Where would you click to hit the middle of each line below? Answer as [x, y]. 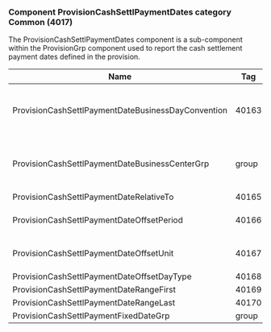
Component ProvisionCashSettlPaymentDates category [120, 12]
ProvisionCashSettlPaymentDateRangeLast [94, 303]
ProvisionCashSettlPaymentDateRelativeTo [93, 197]
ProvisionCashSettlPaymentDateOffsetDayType [102, 276]
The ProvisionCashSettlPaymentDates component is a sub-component [126, 39]
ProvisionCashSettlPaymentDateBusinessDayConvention [120, 110]
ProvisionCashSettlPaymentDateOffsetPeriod [98, 220]
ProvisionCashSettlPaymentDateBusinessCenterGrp [111, 164]
